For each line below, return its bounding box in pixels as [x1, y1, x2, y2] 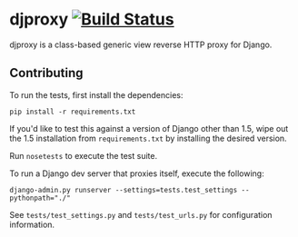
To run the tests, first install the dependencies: [9, 89, 184, 100]
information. [9, 219, 55, 230]
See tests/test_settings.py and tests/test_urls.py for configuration [9, 209, 273, 220]
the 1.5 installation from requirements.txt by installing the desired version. [9, 133, 288, 143]
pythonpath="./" [9, 193, 71, 202]
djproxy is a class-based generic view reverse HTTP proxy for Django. [9, 39, 273, 50]
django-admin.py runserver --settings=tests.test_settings [9, 185, 238, 194]
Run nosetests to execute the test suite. [9, 150, 157, 161]
